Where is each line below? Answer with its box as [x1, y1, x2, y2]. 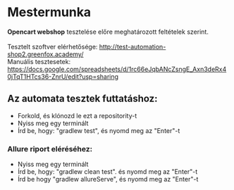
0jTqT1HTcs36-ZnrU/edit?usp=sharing [7, 72, 118, 81]
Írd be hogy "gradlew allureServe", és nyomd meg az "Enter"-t [17, 175, 199, 184]
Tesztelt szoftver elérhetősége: [7, 42, 98, 51]
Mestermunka [7, 4, 92, 20]
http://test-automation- [99, 42, 166, 51]
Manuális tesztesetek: [7, 57, 71, 65]
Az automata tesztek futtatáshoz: [7, 93, 158, 105]
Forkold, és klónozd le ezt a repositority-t [17, 111, 137, 120]
